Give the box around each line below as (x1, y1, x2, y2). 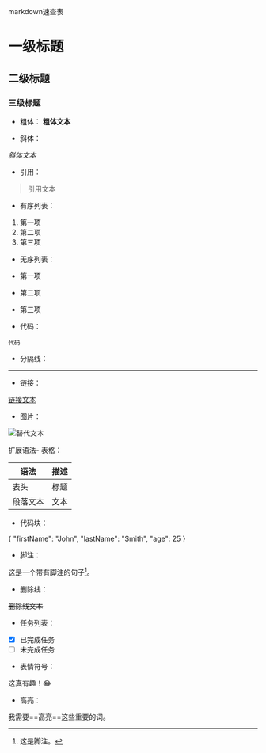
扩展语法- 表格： (8, 445, 63, 454)
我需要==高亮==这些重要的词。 (8, 712, 111, 721)
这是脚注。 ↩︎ (19, 736, 63, 746)
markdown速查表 (8, 7, 64, 16)
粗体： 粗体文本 (19, 116, 71, 126)
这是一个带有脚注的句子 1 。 (8, 565, 94, 576)
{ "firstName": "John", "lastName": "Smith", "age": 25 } (8, 534, 186, 543)
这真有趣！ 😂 (8, 678, 51, 687)
